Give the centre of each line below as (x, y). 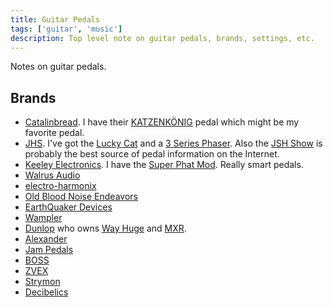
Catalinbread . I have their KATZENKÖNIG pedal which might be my (162, 122)
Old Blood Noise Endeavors (81, 197)
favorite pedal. (54, 133)
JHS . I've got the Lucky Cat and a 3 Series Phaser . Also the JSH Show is (173, 143)
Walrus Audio (52, 175)
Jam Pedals (49, 250)
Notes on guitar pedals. (58, 67)
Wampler (43, 218)
